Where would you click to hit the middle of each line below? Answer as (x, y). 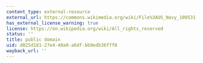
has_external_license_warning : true (52, 23)
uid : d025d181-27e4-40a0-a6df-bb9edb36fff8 (62, 46)
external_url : (24, 17)
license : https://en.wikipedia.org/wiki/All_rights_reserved (85, 28)
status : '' (20, 34)
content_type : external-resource (48, 12)
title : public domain (34, 40)
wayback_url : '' (27, 51)
